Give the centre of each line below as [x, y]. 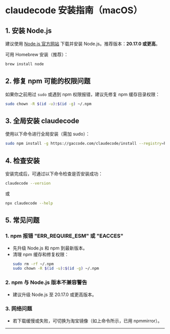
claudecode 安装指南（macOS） [74, 10]
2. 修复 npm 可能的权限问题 [48, 81]
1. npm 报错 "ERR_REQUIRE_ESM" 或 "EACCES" [64, 236]
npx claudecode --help [29, 203]
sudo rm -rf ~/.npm [33, 264]
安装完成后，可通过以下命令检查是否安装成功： [54, 174]
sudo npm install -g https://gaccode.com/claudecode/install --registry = [85, 144]
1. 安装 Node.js [29, 31]
